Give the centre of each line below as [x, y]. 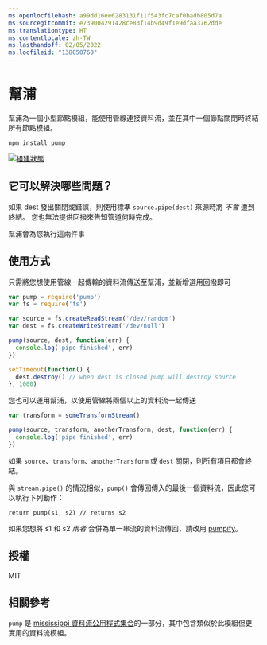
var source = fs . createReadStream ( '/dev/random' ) [92, 319]
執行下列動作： [39, 497]
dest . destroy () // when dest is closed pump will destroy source [126, 377]
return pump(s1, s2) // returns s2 [67, 513]
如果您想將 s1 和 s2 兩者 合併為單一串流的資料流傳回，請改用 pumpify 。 [125, 528]
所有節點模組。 [33, 127]
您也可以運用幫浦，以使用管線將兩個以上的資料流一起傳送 [102, 400]
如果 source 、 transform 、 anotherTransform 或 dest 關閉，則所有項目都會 [127, 460]
